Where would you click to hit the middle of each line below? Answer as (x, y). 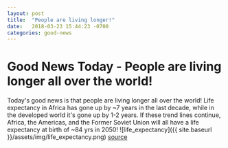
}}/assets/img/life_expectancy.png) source (67, 137)
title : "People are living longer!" (61, 20)
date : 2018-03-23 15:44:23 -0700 (58, 26)
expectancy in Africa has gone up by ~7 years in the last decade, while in (111, 108)
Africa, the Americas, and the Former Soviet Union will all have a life (103, 123)
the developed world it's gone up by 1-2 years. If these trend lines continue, (114, 115)
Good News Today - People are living (114, 67)
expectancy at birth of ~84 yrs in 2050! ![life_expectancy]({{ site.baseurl (110, 130)
